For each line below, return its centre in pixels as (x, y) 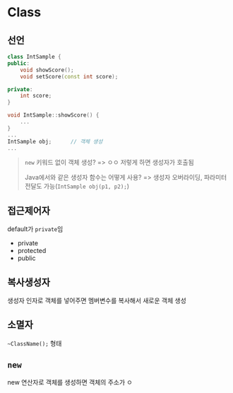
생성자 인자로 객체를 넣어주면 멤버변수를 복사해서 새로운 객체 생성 (97, 300)
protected (32, 251)
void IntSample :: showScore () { (53, 115)
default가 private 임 (35, 229)
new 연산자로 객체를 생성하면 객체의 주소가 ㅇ (70, 382)
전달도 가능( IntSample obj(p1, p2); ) (77, 186)
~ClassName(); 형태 (35, 343)
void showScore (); (47, 70)
